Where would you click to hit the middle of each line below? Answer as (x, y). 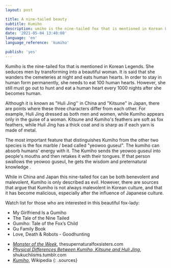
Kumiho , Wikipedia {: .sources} (45, 260)
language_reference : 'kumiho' (37, 43)
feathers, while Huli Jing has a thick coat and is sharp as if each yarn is (80, 124)
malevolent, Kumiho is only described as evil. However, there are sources (82, 182)
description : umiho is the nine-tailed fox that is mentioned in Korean (84, 28)
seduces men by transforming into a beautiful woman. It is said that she (80, 72)
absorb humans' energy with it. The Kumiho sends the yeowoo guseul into (83, 151)
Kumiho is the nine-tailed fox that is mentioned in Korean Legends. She (80, 66)
